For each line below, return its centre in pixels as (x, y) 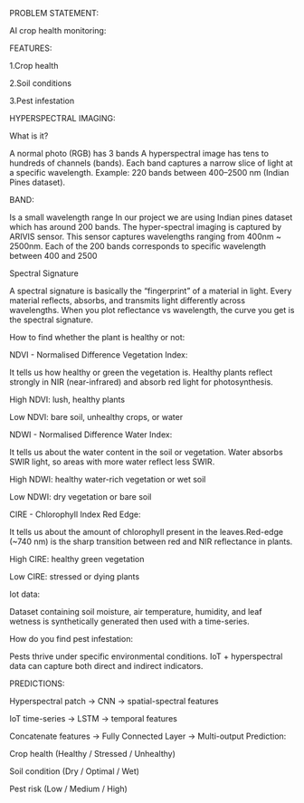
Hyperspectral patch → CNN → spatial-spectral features (114, 701)
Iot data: (25, 594)
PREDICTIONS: (37, 684)
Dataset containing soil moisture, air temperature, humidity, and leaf (136, 612)
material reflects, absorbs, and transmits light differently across (128, 301)
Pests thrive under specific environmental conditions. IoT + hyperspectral (146, 656)
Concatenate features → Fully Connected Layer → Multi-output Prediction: (148, 736)
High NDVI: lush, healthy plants (67, 399)
